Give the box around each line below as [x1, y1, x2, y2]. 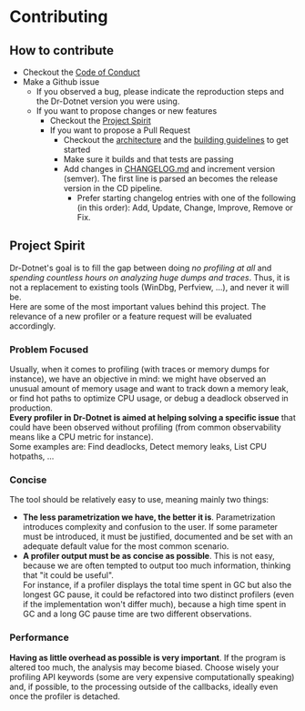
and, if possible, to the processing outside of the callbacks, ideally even [9, 681, 279, 692]
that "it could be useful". [22, 570, 114, 581]
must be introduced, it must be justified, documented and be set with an [22, 531, 293, 543]
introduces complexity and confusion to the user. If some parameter [22, 522, 279, 533]
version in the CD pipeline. [63, 183, 163, 193]
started [63, 144, 91, 155]
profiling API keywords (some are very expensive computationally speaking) [9, 671, 295, 682]
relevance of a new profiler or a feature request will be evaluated [9, 310, 252, 321]
